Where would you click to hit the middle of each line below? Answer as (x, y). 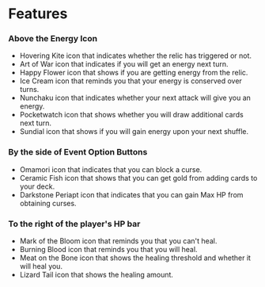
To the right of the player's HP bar (74, 224)
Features (38, 14)
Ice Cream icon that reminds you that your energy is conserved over (131, 81)
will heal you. (41, 266)
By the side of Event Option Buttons (78, 152)
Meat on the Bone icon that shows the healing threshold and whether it (135, 258)
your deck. (37, 186)
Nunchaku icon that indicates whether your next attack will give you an (135, 98)
